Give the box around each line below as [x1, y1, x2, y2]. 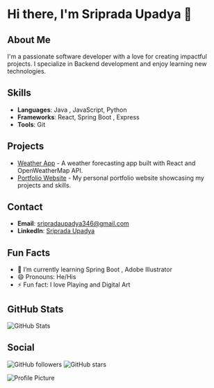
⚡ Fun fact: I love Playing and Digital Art [17, 280, 131, 289]
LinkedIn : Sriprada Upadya [17, 227, 95, 235]
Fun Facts [7, 246, 51, 259]
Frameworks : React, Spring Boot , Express [17, 112, 140, 121]
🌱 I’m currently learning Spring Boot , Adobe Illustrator [17, 265, 172, 273]
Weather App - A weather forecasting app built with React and [17, 159, 196, 167]
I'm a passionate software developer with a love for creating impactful [7, 52, 207, 60]
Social [7, 341, 35, 353]
